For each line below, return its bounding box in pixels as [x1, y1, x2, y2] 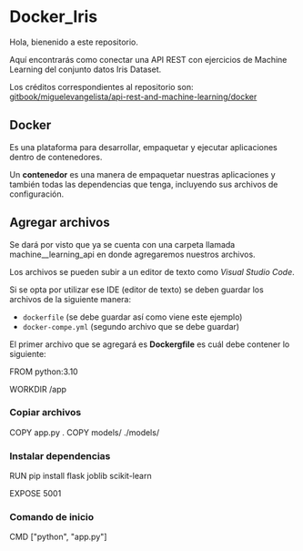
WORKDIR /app [9, 383, 66, 394]
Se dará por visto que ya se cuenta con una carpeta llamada [9, 239, 236, 250]
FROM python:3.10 [9, 366, 79, 377]
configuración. [9, 189, 65, 199]
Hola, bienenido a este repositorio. [9, 36, 139, 47]
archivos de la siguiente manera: [9, 293, 132, 304]
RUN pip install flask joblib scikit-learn [9, 471, 152, 482]
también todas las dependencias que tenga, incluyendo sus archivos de [9, 179, 278, 189]
